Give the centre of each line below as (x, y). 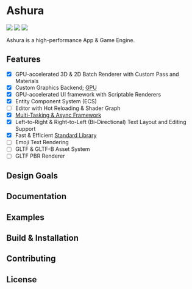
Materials (27, 81)
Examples (25, 217)
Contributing (31, 259)
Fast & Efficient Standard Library (56, 136)
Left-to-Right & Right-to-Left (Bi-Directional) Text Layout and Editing (101, 122)
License (22, 280)
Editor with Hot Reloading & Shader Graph (68, 108)
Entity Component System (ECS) (56, 101)
